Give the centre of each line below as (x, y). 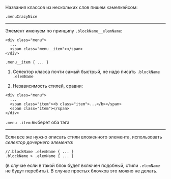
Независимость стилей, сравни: (48, 86)
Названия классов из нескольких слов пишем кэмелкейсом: (72, 7)
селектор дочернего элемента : (39, 142)
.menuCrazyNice (21, 17)
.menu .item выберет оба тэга (37, 122)
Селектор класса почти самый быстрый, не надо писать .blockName (86, 71)
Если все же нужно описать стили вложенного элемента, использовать (84, 137)
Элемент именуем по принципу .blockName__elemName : (64, 31)
